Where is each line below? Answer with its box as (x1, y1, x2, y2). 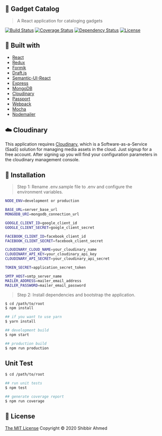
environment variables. (17, 189, 63, 195)
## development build (5, 328, 49, 333)
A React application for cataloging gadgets (17, 18, 103, 23)
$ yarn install (5, 319, 36, 324)
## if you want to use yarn (5, 315, 62, 320)
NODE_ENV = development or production (5, 198, 79, 204)
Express (12, 80, 29, 86)
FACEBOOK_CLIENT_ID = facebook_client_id (5, 234, 86, 239)
